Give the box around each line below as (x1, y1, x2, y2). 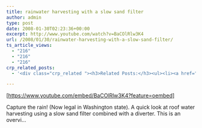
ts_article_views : (6, 43, 52, 49)
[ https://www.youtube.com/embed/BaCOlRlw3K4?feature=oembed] (6, 92, 175, 99)
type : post (6, 20, 34, 26)
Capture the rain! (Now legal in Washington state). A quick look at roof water (6, 103, 195, 111)
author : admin (6, 14, 42, 20)
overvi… (6, 117, 26, 124)
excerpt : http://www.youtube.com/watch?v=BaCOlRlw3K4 (6, 31, 144, 37)
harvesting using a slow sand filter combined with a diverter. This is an (6, 110, 181, 117)
